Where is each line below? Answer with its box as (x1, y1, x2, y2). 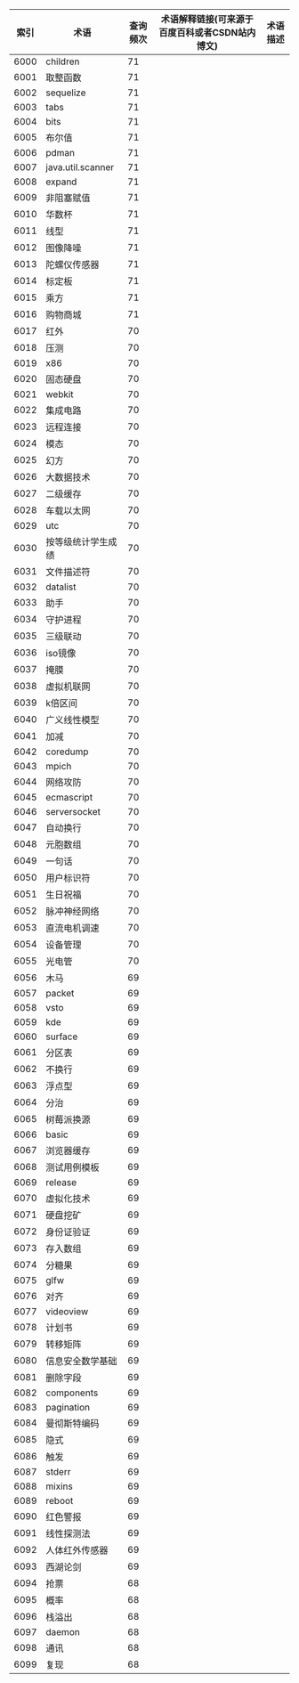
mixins (45, 1480, 73, 1492)
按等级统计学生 (45, 536, 109, 548)
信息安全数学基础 (45, 1355, 117, 1367)
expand (45, 175, 77, 188)
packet (45, 988, 75, 999)
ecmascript (45, 792, 93, 803)
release (45, 1176, 77, 1188)
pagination (45, 1402, 91, 1413)
